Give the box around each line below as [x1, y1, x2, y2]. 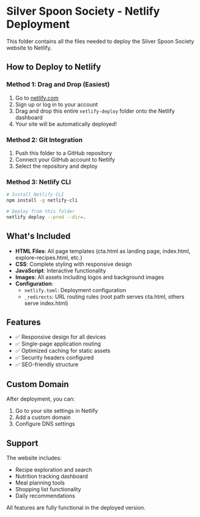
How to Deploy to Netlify [6, 62, 102, 72]
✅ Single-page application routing [15, 340, 101, 347]
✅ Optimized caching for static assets [15, 347, 111, 355]
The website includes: [6, 454, 62, 461]
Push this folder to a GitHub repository [15, 149, 113, 157]
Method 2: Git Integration [6, 135, 83, 144]
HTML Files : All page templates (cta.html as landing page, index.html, [15, 247, 191, 255]
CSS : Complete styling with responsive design [15, 260, 133, 268]
